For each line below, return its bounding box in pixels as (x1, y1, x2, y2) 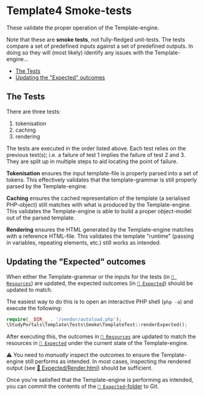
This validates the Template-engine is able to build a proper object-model (6, 207, 192, 215)
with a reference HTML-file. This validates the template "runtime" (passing (6, 232, 194, 240)
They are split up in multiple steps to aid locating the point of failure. (6, 158, 178, 165)
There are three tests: (6, 108, 61, 115)
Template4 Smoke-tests (6, 4, 132, 18)
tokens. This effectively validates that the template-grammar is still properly (6, 176, 197, 183)
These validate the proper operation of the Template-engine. (6, 24, 159, 31)
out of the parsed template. (6, 214, 75, 221)
